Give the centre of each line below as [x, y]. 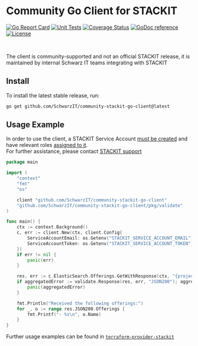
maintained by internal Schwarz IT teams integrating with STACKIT [87, 63]
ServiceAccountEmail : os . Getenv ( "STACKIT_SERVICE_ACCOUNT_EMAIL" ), [112, 238]
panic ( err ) [41, 260]
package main [22, 162]
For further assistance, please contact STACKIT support [74, 151]
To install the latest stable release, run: [53, 95]
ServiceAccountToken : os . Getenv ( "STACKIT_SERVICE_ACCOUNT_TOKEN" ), [112, 243]
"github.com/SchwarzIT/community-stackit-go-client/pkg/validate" [100, 205]
